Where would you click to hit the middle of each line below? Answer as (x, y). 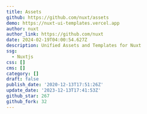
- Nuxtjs (23, 57)
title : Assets (24, 12)
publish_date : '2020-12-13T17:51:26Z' (55, 85)
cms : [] (16, 68)
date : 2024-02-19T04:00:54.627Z (47, 40)
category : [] (23, 74)
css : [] (16, 62)
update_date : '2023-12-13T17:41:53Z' (54, 90)
